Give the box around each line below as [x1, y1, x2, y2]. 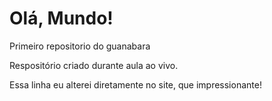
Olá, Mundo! [9, 7, 114, 30]
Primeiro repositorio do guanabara [9, 40, 151, 52]
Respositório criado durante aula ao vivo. [9, 59, 179, 71]
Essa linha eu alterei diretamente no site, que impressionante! [9, 78, 262, 91]
